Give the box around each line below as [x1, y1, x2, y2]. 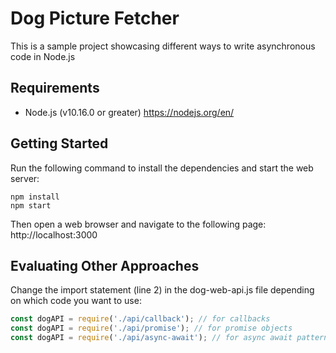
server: [10, 172, 40, 184]
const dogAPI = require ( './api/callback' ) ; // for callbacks [10, 314, 271, 324]
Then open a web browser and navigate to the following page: [10, 218, 267, 230]
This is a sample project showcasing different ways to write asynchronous [10, 40, 316, 52]
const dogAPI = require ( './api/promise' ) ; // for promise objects [10, 323, 293, 334]
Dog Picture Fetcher [10, 7, 180, 30]
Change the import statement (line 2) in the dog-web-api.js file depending [10, 284, 315, 296]
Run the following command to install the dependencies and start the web [10, 162, 314, 174]
